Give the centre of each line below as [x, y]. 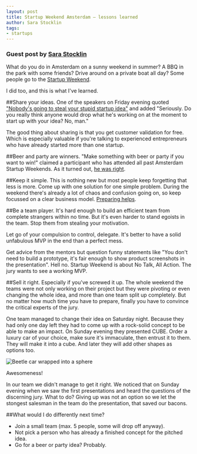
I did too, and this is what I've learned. [52, 91]
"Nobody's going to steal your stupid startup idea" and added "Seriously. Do [99, 108]
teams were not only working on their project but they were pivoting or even [98, 289]
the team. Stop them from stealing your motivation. [68, 223]
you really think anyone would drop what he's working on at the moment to [97, 115]
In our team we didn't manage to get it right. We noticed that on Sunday [93, 384]
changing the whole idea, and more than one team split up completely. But [96, 295]
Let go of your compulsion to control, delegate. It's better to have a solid [94, 235]
